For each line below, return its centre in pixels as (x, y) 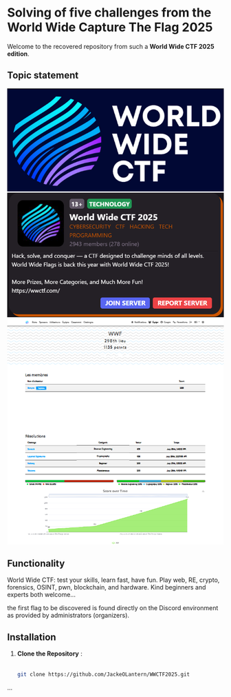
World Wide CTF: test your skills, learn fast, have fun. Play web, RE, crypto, (113, 580)
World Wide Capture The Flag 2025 (110, 27)
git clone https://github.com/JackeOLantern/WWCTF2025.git (103, 675)
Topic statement (43, 75)
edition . (18, 54)
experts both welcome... (41, 595)
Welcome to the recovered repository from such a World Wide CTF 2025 (111, 46)
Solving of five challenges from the (109, 13)
